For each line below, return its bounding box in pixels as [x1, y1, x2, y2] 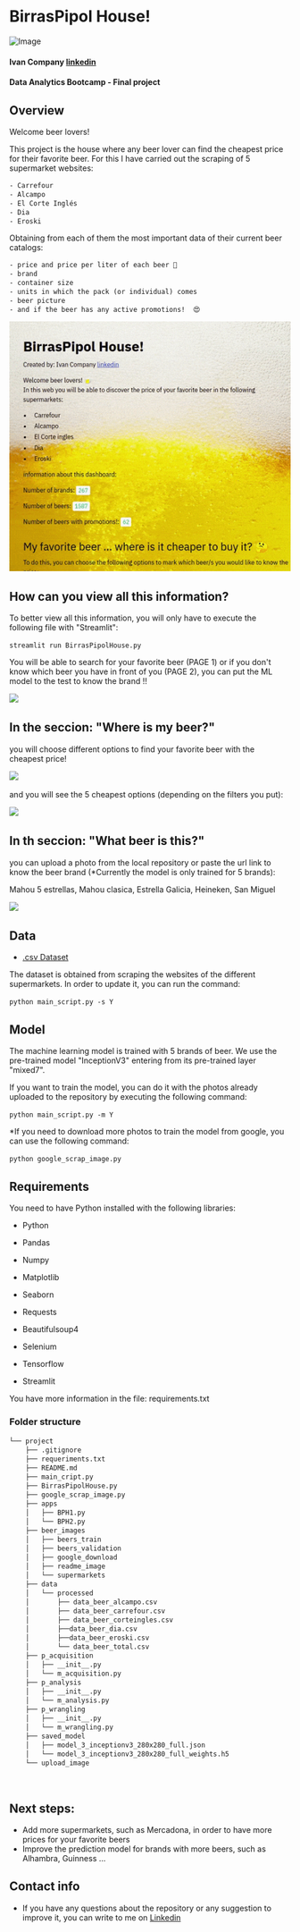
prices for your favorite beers [21, 1835, 131, 1845]
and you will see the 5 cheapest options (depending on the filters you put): [9, 789, 284, 799]
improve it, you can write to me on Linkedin [21, 1911, 181, 1923]
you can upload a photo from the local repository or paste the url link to [9, 856, 272, 868]
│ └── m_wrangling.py [25, 1723, 114, 1732]
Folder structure [9, 1415, 81, 1428]
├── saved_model [25, 1732, 87, 1741]
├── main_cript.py [25, 1472, 94, 1481]
